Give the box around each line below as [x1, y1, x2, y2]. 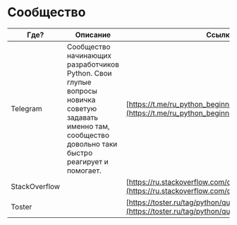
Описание [75, 30, 111, 40]
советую [66, 103, 97, 113]
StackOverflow [11, 181, 61, 191]
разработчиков [66, 59, 120, 69]
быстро [66, 148, 93, 158]
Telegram [11, 103, 42, 113]
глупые [66, 77, 92, 87]
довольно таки [66, 139, 118, 149]
